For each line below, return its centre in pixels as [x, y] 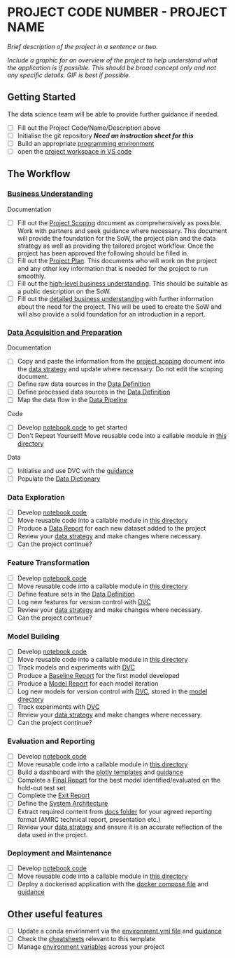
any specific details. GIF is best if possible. [69, 75]
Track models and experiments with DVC [76, 667]
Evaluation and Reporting [51, 741]
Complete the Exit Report [54, 796]
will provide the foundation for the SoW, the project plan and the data [116, 238]
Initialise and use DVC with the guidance [76, 470]
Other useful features [55, 914]
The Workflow [39, 174]
